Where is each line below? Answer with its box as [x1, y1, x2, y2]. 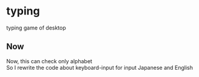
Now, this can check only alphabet [6, 57, 93, 64]
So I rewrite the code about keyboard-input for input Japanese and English [6, 64, 193, 71]
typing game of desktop [6, 24, 67, 31]
